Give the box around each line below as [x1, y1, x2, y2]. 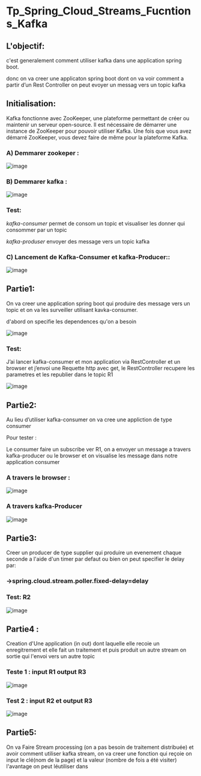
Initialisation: [6, 99, 56, 109]
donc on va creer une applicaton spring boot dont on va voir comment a [6, 75, 184, 82]
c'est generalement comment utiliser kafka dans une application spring [6, 57, 182, 64]
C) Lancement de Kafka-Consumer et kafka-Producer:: [6, 252, 170, 261]
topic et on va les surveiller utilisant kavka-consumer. [6, 306, 138, 313]
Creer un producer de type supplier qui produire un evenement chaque [6, 549, 182, 557]
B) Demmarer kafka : [6, 177, 68, 186]
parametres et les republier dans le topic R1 [6, 371, 113, 378]
